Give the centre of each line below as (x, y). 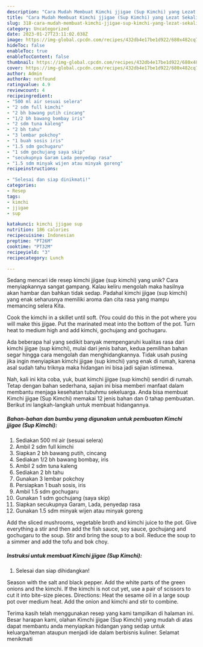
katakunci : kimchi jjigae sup (45, 224)
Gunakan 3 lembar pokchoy (50, 479)
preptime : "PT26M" (30, 241)
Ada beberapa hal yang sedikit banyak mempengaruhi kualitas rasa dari (96, 342)
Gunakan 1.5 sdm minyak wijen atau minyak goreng (79, 511)
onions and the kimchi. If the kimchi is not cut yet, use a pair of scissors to (99, 589)
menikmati (20, 639)
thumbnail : (20, 62)
